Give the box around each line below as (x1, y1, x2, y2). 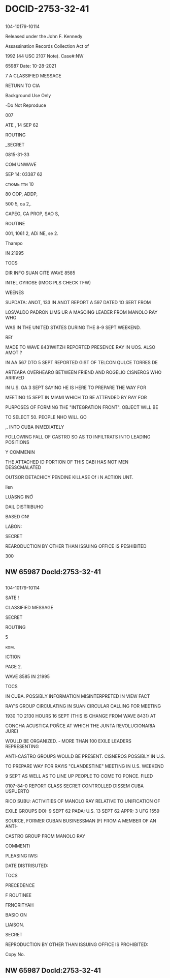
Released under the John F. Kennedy (5, 33, 83, 39)
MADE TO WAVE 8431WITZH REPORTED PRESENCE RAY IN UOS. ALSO (5, 344, 156, 350)
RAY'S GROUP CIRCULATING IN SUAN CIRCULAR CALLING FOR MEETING (5, 703, 161, 709)
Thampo (5, 240, 23, 246)
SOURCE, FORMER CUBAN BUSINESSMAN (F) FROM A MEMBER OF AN (5, 818, 156, 824)
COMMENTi (5, 843, 30, 849)
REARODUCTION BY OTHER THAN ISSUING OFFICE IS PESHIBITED (5, 543, 147, 549)
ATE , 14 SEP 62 (5, 122, 39, 128)
